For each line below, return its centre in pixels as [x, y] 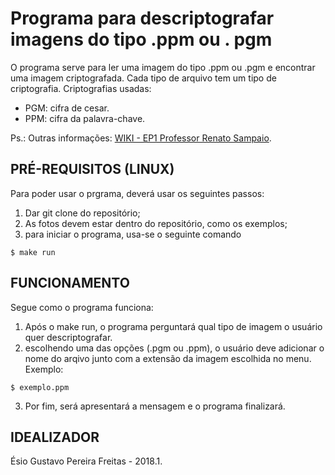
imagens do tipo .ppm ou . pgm [141, 39]
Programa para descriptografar [142, 18]
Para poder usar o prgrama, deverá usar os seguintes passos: [137, 193]
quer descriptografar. [68, 337]
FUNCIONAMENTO [70, 283]
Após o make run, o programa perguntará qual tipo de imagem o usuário [173, 326]
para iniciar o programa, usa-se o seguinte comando [133, 234]
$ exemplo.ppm [40, 387]
